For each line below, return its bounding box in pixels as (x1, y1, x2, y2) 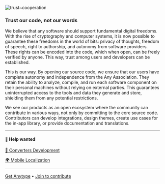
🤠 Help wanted (5, 136, 36, 142)
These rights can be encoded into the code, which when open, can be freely (5, 49, 160, 55)
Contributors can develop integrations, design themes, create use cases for (5, 115, 158, 121)
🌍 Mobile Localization (5, 157, 50, 163)
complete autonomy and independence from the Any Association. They (5, 74, 150, 80)
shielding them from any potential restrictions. (5, 95, 98, 101)
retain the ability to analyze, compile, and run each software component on (5, 79, 157, 86)
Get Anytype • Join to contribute (5, 173, 71, 179)
